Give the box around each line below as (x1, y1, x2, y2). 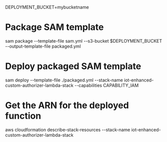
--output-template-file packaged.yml (5, 43, 81, 49)
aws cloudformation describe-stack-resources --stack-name (5, 127, 131, 133)
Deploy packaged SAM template (5, 61, 141, 72)
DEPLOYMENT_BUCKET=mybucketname (5, 4, 89, 10)
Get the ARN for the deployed (5, 100, 129, 111)
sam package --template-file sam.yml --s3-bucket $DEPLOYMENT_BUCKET (5, 38, 163, 44)
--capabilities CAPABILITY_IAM (74, 82, 139, 88)
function (5, 110, 41, 122)
